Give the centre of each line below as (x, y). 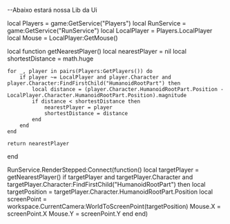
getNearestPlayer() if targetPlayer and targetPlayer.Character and (100, 177)
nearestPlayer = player (78, 108)
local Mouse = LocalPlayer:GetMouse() (63, 38)
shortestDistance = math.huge (50, 59)
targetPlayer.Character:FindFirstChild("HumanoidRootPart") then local (106, 184)
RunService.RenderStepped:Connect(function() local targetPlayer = (103, 170)
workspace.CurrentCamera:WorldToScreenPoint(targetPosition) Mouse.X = (114, 206)
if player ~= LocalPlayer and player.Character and (95, 77)
